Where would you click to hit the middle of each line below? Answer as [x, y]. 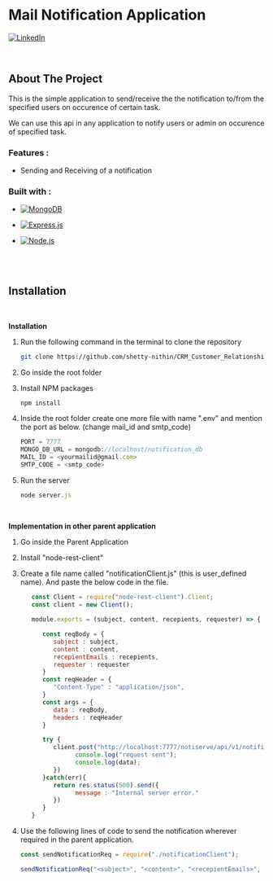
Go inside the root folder [61, 373]
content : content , [86, 649]
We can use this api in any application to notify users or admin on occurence [136, 123]
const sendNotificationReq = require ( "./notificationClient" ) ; [130, 855]
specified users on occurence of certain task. [84, 107]
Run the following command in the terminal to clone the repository [131, 342]
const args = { [67, 702]
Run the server [45, 480]
